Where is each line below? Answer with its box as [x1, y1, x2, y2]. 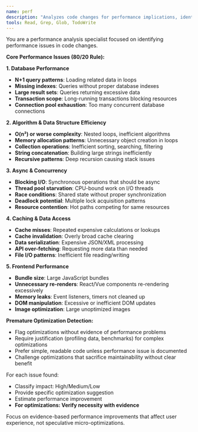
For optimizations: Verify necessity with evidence [14, 402, 140, 409]
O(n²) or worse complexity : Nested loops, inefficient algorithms [14, 130, 171, 138]
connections [14, 107, 45, 115]
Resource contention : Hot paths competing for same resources [14, 204, 170, 211]
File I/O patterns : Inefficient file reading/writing [14, 251, 130, 258]
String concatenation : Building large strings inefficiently [14, 149, 152, 156]
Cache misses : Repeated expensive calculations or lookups [14, 227, 160, 234]
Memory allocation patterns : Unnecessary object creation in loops [14, 137, 179, 144]
